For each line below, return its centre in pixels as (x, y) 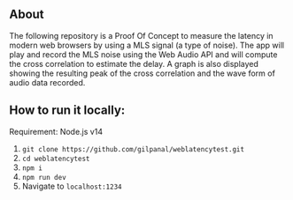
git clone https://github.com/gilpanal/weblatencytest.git (133, 149)
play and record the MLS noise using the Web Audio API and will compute (143, 54)
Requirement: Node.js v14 (56, 131)
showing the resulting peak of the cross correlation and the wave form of (143, 73)
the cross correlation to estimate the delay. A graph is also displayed (134, 63)
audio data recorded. (47, 82)
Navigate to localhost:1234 (72, 186)
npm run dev (44, 177)
